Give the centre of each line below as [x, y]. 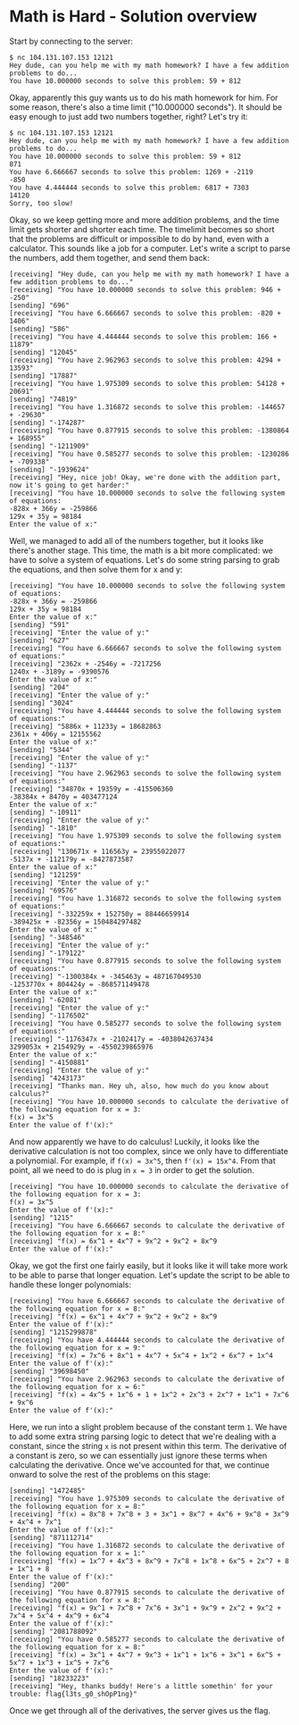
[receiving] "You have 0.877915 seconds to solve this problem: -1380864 [149, 431]
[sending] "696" [39, 306]
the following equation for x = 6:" [77, 1386]
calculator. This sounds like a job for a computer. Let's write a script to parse [150, 248]
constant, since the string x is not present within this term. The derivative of [148, 1445]
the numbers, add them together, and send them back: [109, 257]
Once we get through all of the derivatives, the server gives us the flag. [140, 1710]
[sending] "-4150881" [50, 1062]
